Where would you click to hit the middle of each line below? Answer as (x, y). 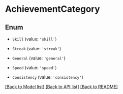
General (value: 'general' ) (39, 58)
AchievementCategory (52, 9)
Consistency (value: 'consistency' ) (48, 77)
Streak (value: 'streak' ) (37, 48)
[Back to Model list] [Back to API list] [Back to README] (61, 87)
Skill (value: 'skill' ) (34, 39)
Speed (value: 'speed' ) (34, 68)
